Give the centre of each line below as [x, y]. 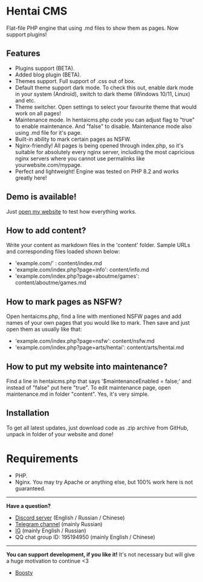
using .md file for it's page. [48, 132]
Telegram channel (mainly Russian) [59, 524]
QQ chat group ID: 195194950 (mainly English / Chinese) [85, 537]
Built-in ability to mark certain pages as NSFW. [73, 139]
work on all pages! [38, 113]
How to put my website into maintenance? [87, 366]
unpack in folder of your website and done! [60, 434]
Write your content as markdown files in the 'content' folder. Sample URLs [98, 245]
